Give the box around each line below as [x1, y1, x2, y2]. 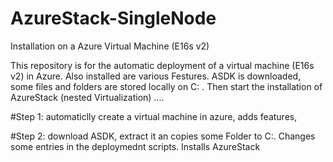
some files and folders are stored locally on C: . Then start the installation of [10, 80, 323, 92]
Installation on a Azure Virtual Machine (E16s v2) [10, 40, 210, 52]
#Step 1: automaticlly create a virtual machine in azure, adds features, [10, 110, 298, 122]
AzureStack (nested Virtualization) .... [10, 91, 165, 103]
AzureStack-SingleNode [10, 7, 217, 30]
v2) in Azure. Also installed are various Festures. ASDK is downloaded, [10, 70, 302, 82]
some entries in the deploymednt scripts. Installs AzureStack [10, 140, 261, 152]
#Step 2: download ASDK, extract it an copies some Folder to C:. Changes [10, 130, 316, 142]
